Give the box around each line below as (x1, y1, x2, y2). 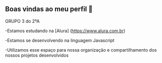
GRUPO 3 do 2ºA (5, 18, 40, 24)
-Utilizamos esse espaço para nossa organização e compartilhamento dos (5, 47, 157, 53)
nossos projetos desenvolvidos (5, 52, 69, 58)
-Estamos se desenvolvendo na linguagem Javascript (5, 37, 115, 43)
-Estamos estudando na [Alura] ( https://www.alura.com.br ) (5, 28, 125, 34)
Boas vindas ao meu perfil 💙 (5, 5, 93, 13)
